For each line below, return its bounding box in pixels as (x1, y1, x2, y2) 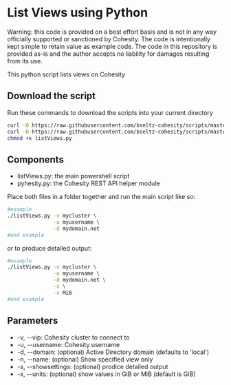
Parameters (7, 315, 58, 326)
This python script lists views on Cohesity (7, 70, 126, 79)
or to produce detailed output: (7, 244, 92, 252)
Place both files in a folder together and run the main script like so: (7, 193, 196, 201)
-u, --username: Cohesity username (16, 340, 120, 348)
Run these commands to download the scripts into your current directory (7, 108, 213, 116)
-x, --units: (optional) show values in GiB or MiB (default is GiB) (16, 370, 196, 378)
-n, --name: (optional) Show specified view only (16, 355, 153, 363)
